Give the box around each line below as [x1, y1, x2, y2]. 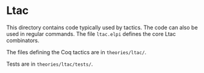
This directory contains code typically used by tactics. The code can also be [6, 24, 198, 31]
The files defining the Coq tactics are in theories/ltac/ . [6, 48, 147, 55]
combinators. [6, 36, 40, 44]
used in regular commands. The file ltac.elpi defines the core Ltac [6, 30, 176, 37]
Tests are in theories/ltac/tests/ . [6, 60, 93, 68]
